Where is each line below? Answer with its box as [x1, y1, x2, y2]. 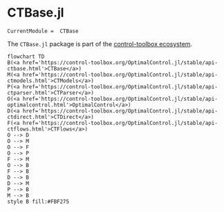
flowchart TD [7, 53, 45, 60]
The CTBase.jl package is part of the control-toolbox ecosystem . [7, 39, 192, 48]
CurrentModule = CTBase [7, 28, 79, 35]
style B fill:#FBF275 [7, 198, 70, 205]
